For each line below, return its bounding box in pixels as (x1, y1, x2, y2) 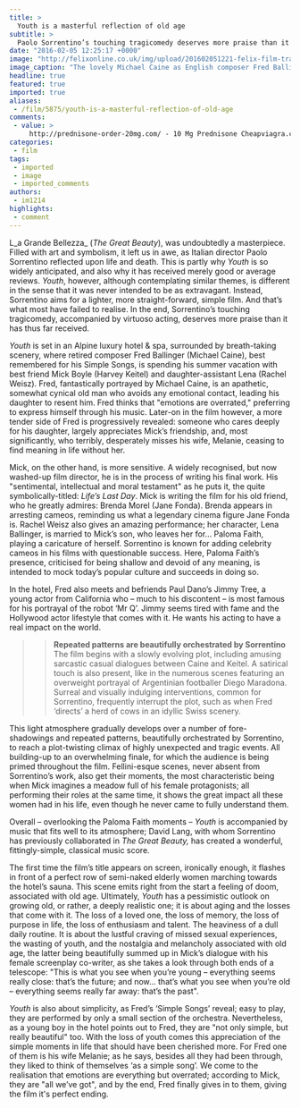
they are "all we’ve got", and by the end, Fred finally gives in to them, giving (9, 1078, 287, 1089)
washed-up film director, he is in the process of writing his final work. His (9, 471, 279, 482)
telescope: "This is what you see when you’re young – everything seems (9, 967, 276, 977)
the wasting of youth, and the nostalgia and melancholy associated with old (9, 938, 287, 949)
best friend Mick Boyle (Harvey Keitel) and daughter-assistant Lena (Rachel (9, 368, 287, 379)
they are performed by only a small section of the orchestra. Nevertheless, (9, 1012, 284, 1023)
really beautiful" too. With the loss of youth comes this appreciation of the (9, 1031, 281, 1042)
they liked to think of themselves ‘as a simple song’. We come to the (9, 1060, 259, 1070)
